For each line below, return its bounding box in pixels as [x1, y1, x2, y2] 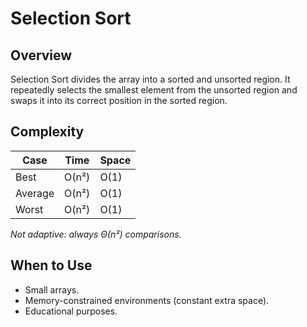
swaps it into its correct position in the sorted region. [10, 95, 228, 106]
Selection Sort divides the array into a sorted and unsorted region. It [10, 73, 291, 85]
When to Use [10, 257, 93, 274]
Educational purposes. [24, 305, 118, 317]
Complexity [10, 123, 85, 141]
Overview [10, 47, 73, 64]
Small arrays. [24, 283, 80, 296]
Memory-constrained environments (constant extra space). [24, 294, 270, 306]
